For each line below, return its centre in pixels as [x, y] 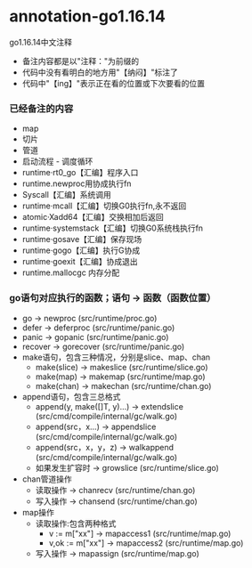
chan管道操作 [47, 479]
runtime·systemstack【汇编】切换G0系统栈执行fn [112, 228]
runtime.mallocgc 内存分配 [71, 272]
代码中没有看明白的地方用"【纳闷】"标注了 [100, 72]
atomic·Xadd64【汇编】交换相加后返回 [93, 217]
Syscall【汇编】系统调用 [66, 195]
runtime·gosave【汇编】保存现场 [82, 239]
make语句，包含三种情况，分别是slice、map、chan [116, 357]
